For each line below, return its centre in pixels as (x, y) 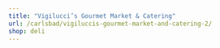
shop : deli (27, 31)
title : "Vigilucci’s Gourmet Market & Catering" (92, 16)
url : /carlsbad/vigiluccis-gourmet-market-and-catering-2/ (110, 24)
